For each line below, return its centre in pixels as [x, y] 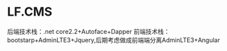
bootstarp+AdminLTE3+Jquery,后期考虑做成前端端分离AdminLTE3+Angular [113, 40]
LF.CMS [30, 12]
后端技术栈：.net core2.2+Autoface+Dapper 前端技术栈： [88, 31]
